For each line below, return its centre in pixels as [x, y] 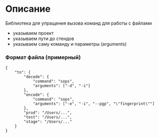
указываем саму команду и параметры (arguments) [69, 44]
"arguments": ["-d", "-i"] [62, 86]
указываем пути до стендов [43, 38]
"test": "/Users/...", [48, 117]
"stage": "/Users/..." [48, 122]
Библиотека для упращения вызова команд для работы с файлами [79, 23]
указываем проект [33, 33]
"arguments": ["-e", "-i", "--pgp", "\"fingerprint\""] [94, 104]
